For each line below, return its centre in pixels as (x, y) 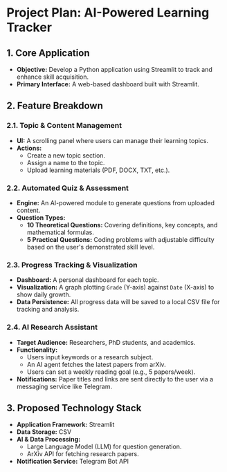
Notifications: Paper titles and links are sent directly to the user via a (115, 379)
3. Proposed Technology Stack (74, 408)
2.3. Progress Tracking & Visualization (72, 265)
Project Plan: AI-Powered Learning (108, 13)
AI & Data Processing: (48, 440)
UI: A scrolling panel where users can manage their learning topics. (112, 140)
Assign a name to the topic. (66, 162)
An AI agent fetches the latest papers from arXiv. (97, 364)
